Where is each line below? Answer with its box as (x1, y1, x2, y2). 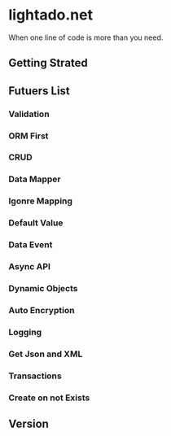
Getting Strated (8, 56, 88, 70)
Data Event (8, 239, 53, 251)
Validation (8, 108, 50, 120)
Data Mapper (8, 173, 61, 185)
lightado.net (8, 6, 94, 24)
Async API (8, 261, 51, 272)
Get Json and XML (8, 348, 83, 360)
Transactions (8, 370, 63, 381)
